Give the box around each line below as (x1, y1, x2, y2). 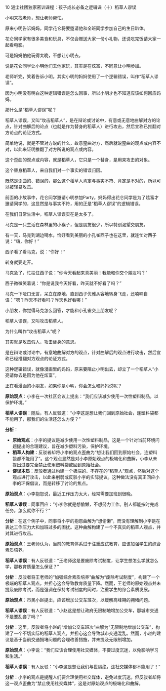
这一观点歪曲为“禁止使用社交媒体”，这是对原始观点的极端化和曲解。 (5, 681, 143, 686)
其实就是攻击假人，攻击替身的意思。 (5, 339, 79, 345)
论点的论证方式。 (9, 130, 44, 135)
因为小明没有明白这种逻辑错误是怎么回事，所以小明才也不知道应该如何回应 (5, 90, 157, 96)
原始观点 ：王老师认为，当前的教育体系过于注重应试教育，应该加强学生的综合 (5, 541, 161, 547)
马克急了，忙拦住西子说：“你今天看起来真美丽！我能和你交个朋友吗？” (5, 270, 148, 276)
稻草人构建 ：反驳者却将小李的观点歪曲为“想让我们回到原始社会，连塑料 (12, 449, 157, 455)
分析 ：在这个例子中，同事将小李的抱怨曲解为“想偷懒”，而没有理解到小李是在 (5, 518, 161, 524)
